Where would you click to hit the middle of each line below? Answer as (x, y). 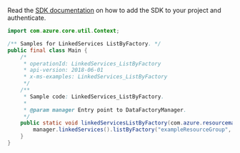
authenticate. (27, 18)
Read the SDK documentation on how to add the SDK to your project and (114, 10)
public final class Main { (47, 50)
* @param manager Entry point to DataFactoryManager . (105, 110)
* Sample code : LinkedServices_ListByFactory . (94, 96)
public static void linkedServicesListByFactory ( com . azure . (111, 123)
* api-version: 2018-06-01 (63, 70)
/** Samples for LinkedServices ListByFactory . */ (84, 43)
